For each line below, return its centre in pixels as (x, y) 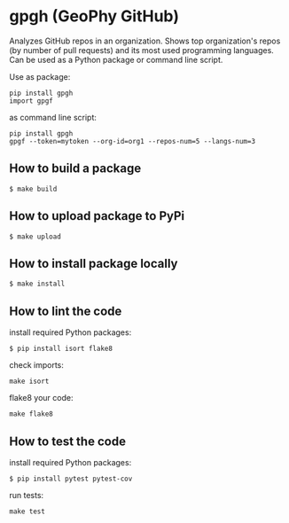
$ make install (37, 284)
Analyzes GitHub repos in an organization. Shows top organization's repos (145, 41)
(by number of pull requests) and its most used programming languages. (142, 50)
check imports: (37, 365)
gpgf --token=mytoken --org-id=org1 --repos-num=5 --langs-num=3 (132, 141)
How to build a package (75, 169)
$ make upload (35, 237)
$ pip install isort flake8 (61, 349)
